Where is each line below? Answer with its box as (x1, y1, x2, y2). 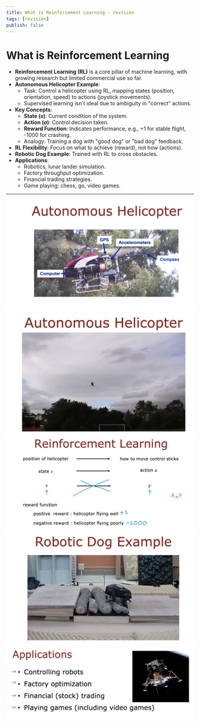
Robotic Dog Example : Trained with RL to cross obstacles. (14, 151, 158, 158)
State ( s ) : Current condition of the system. (23, 113, 128, 120)
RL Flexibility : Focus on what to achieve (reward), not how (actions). (14, 144, 183, 151)
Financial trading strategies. (23, 176, 92, 183)
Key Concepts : (14, 106, 52, 113)
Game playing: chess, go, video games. (23, 182, 121, 189)
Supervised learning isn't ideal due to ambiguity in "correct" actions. (23, 100, 192, 107)
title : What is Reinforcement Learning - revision (6, 10, 135, 15)
